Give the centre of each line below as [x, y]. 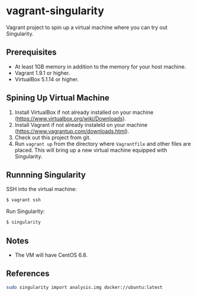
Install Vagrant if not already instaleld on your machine [81, 125]
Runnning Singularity [46, 175]
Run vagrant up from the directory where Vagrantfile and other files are [103, 144]
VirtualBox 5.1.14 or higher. [46, 79]
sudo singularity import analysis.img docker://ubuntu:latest [84, 287]
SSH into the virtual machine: [41, 189]
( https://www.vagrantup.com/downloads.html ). [72, 131]
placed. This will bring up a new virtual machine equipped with [91, 150]
